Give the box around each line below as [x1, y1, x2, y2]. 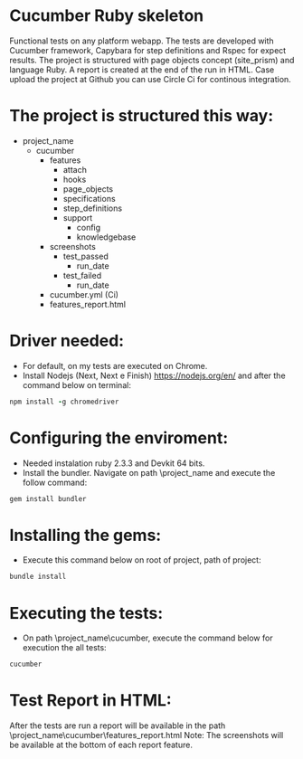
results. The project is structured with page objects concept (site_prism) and [9, 54, 295, 65]
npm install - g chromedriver [9, 397, 119, 406]
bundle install [9, 572, 67, 582]
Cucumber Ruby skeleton [9, 5, 204, 26]
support [62, 212, 93, 223]
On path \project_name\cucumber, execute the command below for [22, 632, 273, 643]
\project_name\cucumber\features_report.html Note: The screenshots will [9, 730, 284, 741]
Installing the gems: [9, 525, 162, 546]
